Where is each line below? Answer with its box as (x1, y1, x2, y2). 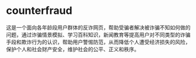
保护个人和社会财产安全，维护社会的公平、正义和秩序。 (6, 45, 139, 53)
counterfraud (6, 4, 73, 17)
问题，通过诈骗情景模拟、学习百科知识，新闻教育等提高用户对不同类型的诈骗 (6, 31, 191, 38)
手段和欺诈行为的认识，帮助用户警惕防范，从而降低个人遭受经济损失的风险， (6, 38, 191, 45)
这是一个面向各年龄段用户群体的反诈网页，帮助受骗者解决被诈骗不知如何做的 (6, 24, 191, 31)
